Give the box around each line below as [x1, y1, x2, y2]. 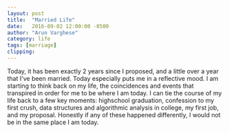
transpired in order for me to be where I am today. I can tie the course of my [7, 88, 222, 97]
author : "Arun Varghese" [7, 29, 78, 36]
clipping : [7, 49, 36, 56]
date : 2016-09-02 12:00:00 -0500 [7, 23, 109, 29]
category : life [7, 36, 51, 43]
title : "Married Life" [7, 16, 76, 23]
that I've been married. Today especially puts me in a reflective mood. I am [7, 74, 219, 82]
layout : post [7, 10, 45, 17]
